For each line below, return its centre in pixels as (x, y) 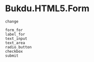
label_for (15, 34)
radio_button (18, 47)
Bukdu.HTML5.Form (47, 9)
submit (12, 56)
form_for (14, 30)
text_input (16, 39)
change (12, 21)
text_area (15, 43)
